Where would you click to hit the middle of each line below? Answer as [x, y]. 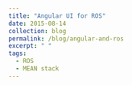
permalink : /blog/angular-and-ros [66, 38]
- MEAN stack [37, 69]
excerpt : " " [30, 46]
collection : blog [37, 31]
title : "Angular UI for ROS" [57, 16]
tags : [17, 53]
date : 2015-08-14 [37, 23]
